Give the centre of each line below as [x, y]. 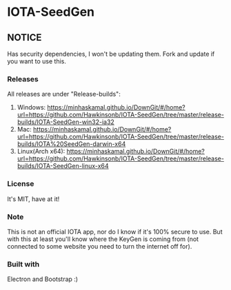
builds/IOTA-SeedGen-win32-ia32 [66, 122]
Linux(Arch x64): [41, 152]
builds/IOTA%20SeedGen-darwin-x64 [71, 144]
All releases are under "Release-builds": [64, 94]
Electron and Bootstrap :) [42, 279]
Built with [23, 264]
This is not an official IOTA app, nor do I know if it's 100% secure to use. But [115, 231]
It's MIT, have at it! [33, 199]
